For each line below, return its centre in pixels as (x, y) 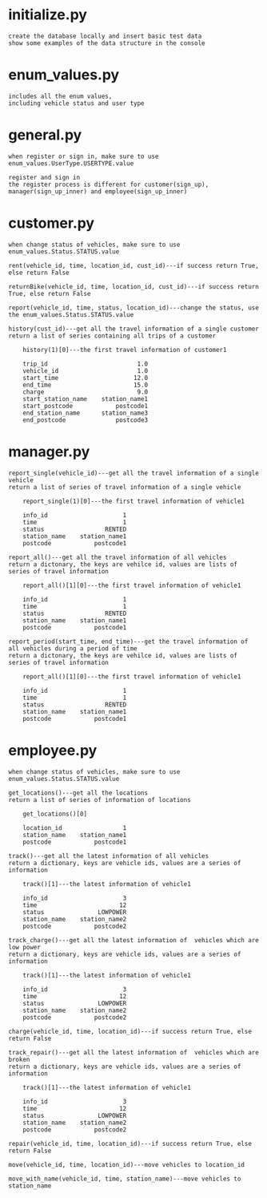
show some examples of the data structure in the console (107, 43)
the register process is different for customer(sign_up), (109, 184)
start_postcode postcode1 (86, 406)
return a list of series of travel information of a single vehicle (125, 487)
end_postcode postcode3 (86, 420)
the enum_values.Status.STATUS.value (71, 314)
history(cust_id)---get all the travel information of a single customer (134, 329)
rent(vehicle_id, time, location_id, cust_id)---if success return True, (134, 265)
